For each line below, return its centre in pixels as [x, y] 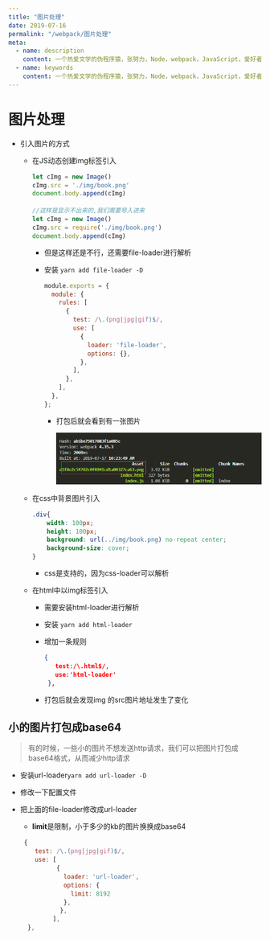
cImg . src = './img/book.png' [81, 185]
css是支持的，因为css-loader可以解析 [106, 573]
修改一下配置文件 [48, 793]
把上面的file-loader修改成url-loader [78, 810]
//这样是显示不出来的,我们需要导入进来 [88, 211]
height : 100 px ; [72, 531]
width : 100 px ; [70, 523]
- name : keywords [45, 68]
